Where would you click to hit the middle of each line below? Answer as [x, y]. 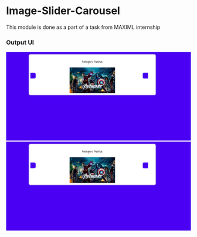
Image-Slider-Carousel [63, 11]
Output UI [20, 42]
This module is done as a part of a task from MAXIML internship [83, 27]
